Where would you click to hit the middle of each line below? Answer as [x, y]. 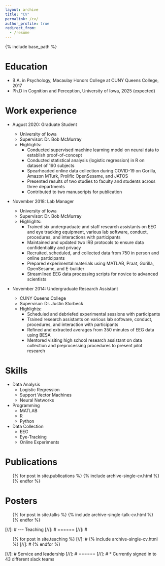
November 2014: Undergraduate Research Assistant [65, 288]
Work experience [41, 111]
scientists [37, 279]
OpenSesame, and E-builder [56, 268]
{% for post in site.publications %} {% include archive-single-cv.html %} [86, 476]
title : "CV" [17, 14]
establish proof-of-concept [54, 155]
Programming [26, 405]
